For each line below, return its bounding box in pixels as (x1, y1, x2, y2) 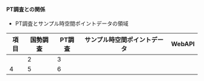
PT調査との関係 (6, 5, 46, 13)
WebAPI (171, 40, 195, 48)
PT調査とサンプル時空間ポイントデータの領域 (15, 20, 129, 27)
